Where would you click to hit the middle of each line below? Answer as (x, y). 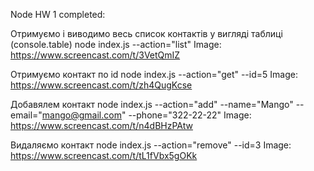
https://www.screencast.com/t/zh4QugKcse (101, 85)
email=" (26, 115)
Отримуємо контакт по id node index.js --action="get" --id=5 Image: (154, 74)
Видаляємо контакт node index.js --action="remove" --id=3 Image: (151, 145)
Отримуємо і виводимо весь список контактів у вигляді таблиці (146, 33)
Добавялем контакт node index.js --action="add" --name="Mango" (152, 104)
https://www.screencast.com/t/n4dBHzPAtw (101, 125)
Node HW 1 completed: (58, 14)
